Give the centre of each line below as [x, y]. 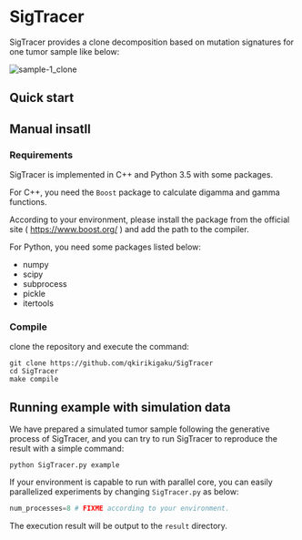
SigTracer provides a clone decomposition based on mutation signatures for [151, 42]
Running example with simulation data [120, 407]
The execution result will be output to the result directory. [118, 526]
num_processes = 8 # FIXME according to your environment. [120, 509]
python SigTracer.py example [65, 465]
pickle [34, 294]
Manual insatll [50, 129]
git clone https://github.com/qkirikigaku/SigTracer [111, 363]
